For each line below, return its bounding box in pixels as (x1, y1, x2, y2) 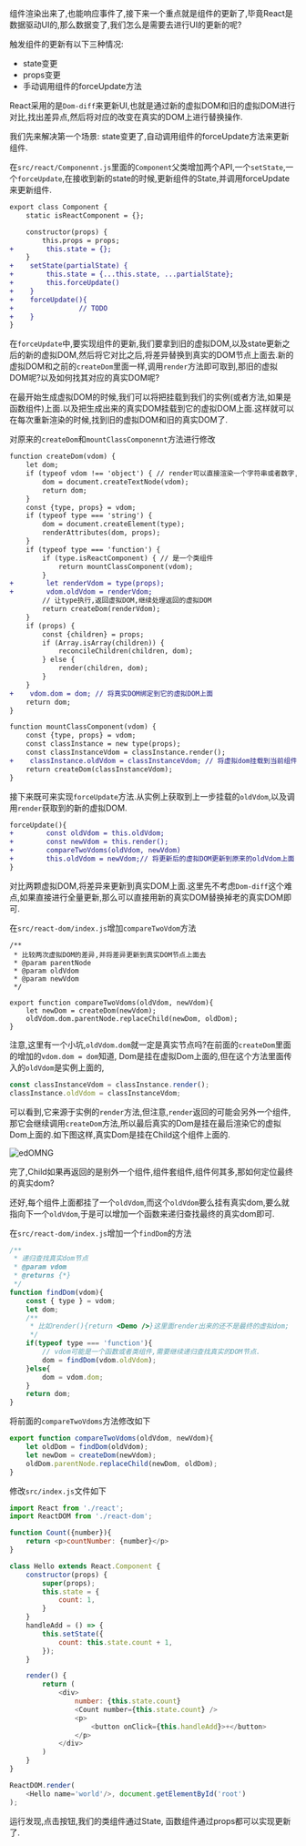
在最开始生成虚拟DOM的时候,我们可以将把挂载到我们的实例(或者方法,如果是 (9, 392, 291, 403)
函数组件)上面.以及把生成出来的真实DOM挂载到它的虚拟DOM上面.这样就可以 (9, 403, 295, 414)
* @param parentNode (13, 958, 92, 967)
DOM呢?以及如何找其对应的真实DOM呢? (9, 372, 160, 383)
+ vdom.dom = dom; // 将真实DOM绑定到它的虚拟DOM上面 (9, 688, 214, 699)
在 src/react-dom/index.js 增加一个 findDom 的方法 (9, 1228, 192, 1239)
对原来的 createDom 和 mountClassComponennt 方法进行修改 (9, 433, 216, 444)
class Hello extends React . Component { (9, 1561, 161, 1571)
